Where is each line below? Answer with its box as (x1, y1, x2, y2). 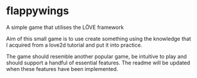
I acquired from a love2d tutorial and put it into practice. (6, 41, 142, 48)
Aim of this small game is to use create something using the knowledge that (6, 35, 192, 42)
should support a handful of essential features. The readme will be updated (6, 59, 190, 66)
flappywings (6, 4, 69, 18)
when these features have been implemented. (6, 65, 119, 72)
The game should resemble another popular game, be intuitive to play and (6, 53, 187, 60)
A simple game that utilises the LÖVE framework (6, 24, 124, 31)
